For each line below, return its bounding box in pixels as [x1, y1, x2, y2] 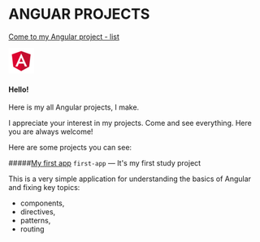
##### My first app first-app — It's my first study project [8, 158, 201, 168]
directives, [19, 207, 56, 217]
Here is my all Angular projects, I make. [8, 102, 140, 112]
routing [19, 224, 45, 234]
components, [19, 198, 65, 208]
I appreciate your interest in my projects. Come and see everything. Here [8, 119, 252, 128]
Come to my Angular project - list [8, 32, 120, 41]
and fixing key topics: [8, 183, 80, 192]
